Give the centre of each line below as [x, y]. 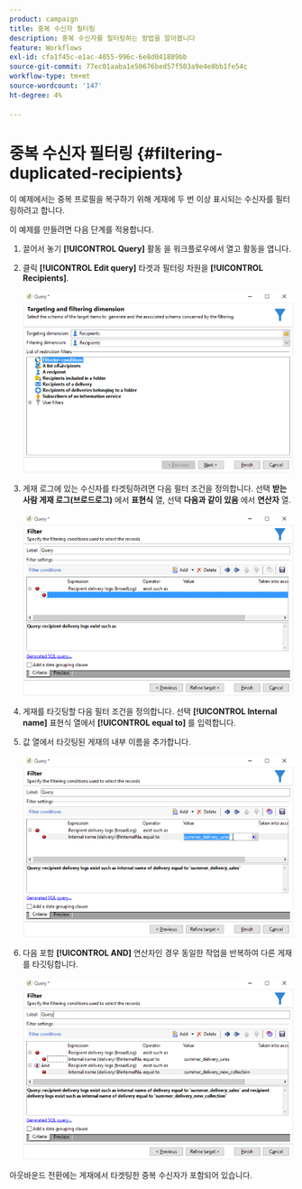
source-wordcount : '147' [56, 86]
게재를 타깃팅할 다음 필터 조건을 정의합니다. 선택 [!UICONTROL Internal [150, 711]
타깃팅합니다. [55, 964]
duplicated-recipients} [96, 173]
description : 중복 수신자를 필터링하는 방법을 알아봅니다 [102, 38]
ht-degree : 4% [36, 95]
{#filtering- [180, 153]
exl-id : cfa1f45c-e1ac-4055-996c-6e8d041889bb [98, 57]
